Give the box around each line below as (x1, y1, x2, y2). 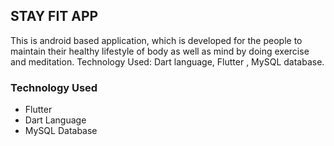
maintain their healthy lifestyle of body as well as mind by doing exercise (10, 45, 310, 57)
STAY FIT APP (10, 8, 99, 25)
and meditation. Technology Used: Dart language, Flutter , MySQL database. (10, 55, 325, 68)
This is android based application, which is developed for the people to (10, 34, 303, 46)
